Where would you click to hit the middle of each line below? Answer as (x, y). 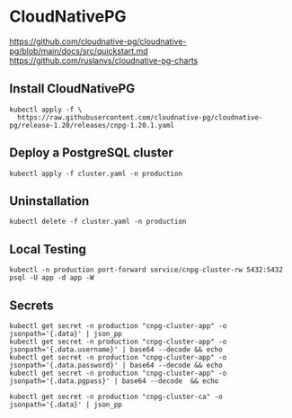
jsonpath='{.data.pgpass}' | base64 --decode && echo (114, 381)
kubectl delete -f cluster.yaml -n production (98, 222)
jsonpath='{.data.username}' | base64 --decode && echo (116, 350)
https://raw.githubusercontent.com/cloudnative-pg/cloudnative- (140, 117)
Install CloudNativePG (72, 89)
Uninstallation (49, 201)
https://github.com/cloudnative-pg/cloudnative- (98, 41)
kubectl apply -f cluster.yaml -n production (96, 173)
